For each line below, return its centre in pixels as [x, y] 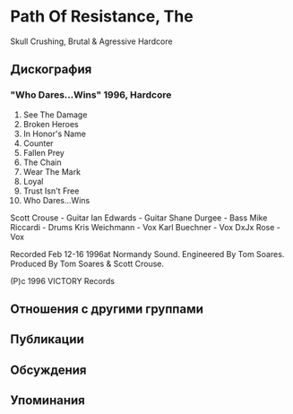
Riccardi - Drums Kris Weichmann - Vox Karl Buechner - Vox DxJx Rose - [146, 227]
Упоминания [48, 401]
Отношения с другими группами [107, 310]
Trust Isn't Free [51, 191]
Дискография [51, 69]
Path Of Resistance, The [102, 17]
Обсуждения [48, 370]
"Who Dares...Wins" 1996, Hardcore [91, 95]
